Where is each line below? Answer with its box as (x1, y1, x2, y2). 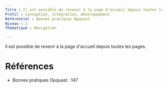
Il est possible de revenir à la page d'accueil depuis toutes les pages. (5, 44, 147, 49)
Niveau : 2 (5, 21, 28, 26)
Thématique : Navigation (5, 26, 57, 31)
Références (5, 61, 54, 72)
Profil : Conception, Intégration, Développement (5, 12, 110, 17)
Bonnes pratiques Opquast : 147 (12, 77, 78, 83)
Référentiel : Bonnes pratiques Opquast (5, 16, 90, 21)
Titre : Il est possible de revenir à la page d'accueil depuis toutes (5, 7, 157, 12)
